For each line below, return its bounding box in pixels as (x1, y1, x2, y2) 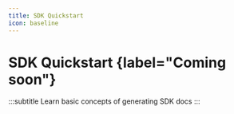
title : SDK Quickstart (8, 11, 84, 20)
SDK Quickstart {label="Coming (8, 53, 226, 72)
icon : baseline (8, 19, 59, 27)
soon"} (8, 70, 57, 88)
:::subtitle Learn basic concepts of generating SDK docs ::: (8, 96, 201, 106)
